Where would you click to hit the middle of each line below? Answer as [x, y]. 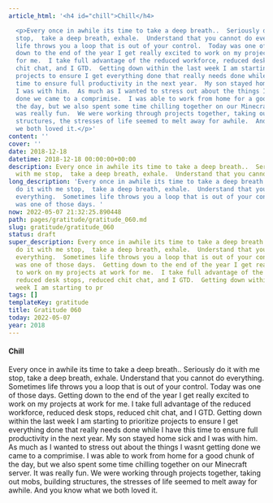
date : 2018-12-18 [38, 151]
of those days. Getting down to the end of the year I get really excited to [129, 395]
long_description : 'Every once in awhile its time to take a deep [123, 182]
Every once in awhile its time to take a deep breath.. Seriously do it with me [134, 369]
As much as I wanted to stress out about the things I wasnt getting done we [135, 447]
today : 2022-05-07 [39, 318]
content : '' [28, 137]
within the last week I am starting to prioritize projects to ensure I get [123, 421]
